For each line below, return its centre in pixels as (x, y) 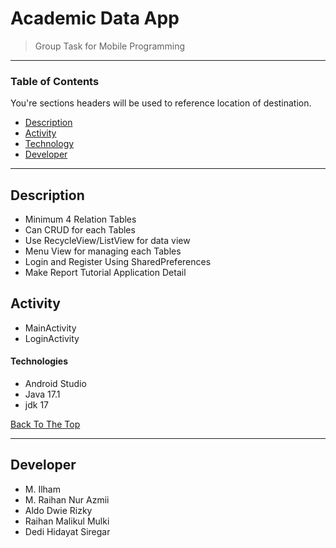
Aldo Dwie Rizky (58, 510)
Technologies (39, 361)
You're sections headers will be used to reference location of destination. (161, 103)
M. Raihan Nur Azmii (67, 499)
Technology (49, 144)
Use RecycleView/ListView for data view (107, 241)
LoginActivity (52, 338)
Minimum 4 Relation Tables (80, 219)
